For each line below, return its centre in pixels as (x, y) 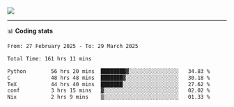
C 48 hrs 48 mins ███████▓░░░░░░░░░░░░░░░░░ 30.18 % (109, 78)
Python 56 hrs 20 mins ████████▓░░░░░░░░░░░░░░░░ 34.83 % (109, 71)
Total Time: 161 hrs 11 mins (49, 58)
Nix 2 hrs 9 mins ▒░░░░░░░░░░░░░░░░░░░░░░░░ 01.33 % (109, 97)
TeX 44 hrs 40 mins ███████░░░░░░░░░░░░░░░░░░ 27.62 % (109, 84)
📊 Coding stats (30, 31)
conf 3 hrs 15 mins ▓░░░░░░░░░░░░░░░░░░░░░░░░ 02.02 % (109, 91)
